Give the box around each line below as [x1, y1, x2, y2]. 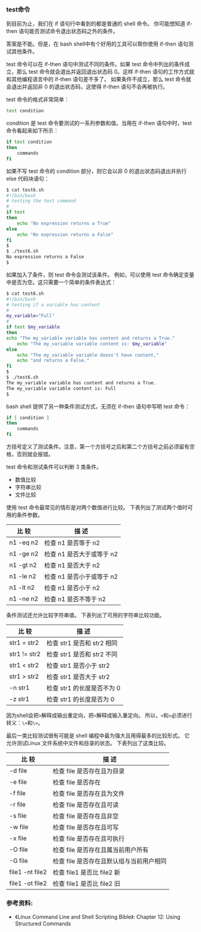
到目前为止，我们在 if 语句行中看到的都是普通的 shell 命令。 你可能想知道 [6, 20, 185, 28]
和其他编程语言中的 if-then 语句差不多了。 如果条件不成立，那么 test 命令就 [6, 76, 191, 83]
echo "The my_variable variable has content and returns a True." [6, 335, 175, 341]
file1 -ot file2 [9, 879, 47, 888]
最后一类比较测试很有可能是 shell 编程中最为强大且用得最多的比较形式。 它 [6, 732, 190, 739]
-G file [9, 857, 28, 865]
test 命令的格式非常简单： [6, 96, 70, 103]
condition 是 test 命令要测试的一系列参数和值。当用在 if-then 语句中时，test [6, 120, 193, 127]
